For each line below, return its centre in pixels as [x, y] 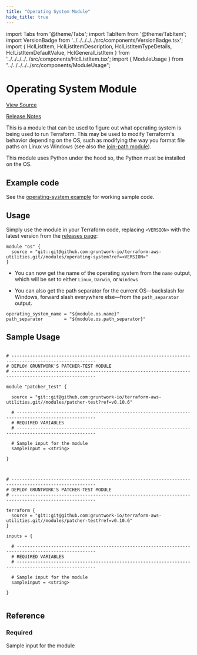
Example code [33, 183]
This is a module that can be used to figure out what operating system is [94, 128]
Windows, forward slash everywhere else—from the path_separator [97, 297]
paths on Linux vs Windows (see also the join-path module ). [79, 147]
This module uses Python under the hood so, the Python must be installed [96, 158]
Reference [26, 616]
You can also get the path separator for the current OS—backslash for [99, 291]
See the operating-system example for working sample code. [80, 197]
